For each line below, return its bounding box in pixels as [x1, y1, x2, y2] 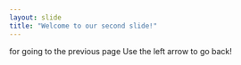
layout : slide [9, 12, 62, 22]
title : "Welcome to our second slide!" [9, 21, 158, 30]
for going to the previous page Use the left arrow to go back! [9, 45, 232, 56]
